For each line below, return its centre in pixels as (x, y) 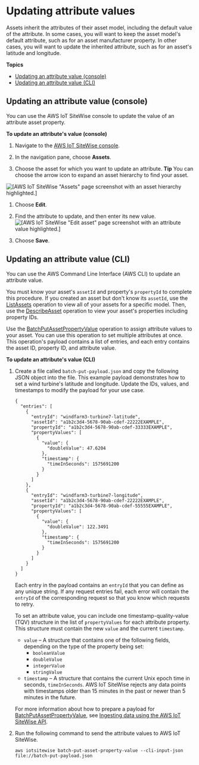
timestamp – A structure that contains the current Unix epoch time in (107, 678)
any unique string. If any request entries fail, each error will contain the (102, 591)
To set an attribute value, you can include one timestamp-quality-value (102, 615)
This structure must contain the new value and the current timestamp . (99, 628)
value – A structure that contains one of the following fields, (97, 640)
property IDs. (22, 317)
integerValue (49, 666)
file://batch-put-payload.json (54, 755)
